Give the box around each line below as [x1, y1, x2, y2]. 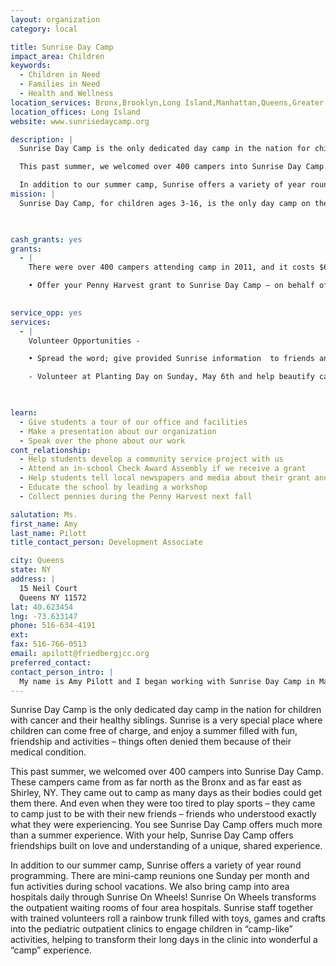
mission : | [10, 189, 56, 199]
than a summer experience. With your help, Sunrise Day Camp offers [10, 829, 294, 841]
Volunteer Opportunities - [28, 336, 141, 346]
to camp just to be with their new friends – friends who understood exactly [10, 808, 317, 820]
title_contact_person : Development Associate [10, 537, 203, 548]
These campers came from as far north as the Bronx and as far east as [10, 776, 302, 788]
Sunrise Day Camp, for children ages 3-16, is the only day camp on [19, 198, 311, 208]
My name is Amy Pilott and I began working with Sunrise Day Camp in [19, 676, 315, 686]
